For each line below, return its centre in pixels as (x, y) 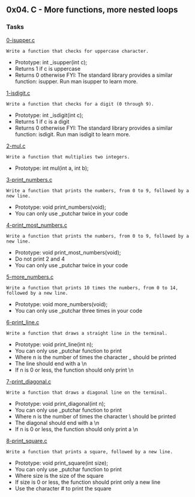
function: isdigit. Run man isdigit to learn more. (73, 134)
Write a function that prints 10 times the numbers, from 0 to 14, (92, 288)
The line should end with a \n (51, 363)
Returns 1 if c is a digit (42, 121)
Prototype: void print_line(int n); (54, 344)
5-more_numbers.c (30, 277)
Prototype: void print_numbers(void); (61, 207)
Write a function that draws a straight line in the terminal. (87, 333)
